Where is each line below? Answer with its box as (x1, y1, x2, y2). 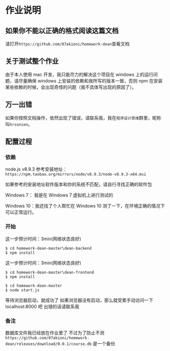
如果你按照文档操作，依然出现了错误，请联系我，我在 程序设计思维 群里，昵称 (5, 114, 161, 121)
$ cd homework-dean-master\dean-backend (5, 246, 92, 251)
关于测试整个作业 (5, 57, 59, 66)
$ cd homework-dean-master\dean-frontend (5, 269, 94, 275)
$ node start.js (5, 287, 40, 293)
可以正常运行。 (5, 209, 37, 215)
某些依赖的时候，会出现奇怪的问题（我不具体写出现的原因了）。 (5, 84, 137, 90)
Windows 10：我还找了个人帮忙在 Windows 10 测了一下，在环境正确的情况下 (5, 203, 165, 209)
